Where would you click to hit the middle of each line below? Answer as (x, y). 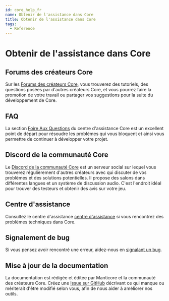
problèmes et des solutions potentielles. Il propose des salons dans (75, 177)
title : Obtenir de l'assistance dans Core (50, 19)
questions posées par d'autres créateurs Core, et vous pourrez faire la (78, 90)
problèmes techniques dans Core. (40, 222)
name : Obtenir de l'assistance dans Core (49, 15)
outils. (12, 294)
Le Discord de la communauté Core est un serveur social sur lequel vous (81, 167)
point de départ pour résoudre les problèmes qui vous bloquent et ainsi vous (85, 134)
